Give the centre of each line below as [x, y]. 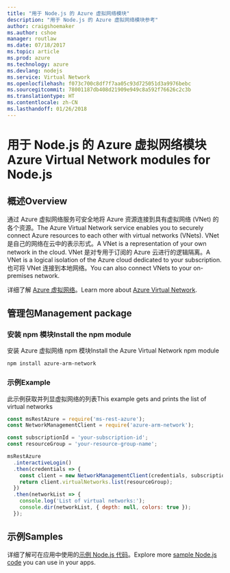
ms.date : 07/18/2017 [37, 45]
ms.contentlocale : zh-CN [42, 103]
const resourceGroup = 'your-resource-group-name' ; [82, 444]
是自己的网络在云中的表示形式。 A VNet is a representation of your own [107, 243]
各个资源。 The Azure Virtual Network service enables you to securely [105, 227]
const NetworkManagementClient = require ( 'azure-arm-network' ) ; [101, 425]
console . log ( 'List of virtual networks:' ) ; [82, 501]
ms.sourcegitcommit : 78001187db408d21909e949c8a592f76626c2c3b [99, 90]
